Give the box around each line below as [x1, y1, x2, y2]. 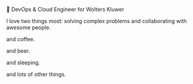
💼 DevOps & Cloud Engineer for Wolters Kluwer [6, 6, 124, 13]
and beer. [6, 47, 30, 54]
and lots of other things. [6, 71, 66, 78]
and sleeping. [6, 59, 41, 66]
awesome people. [6, 24, 51, 31]
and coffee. [6, 36, 35, 42]
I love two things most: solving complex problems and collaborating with [6, 18, 187, 24]
